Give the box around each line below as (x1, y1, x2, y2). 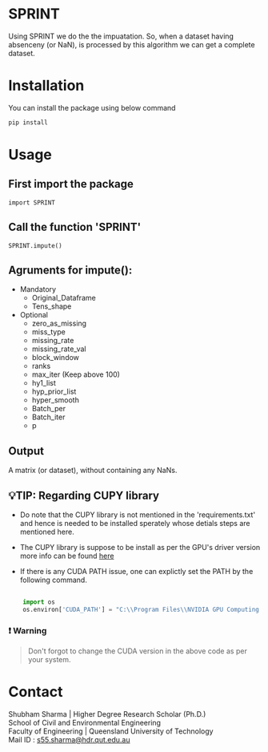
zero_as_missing (31, 318, 86, 329)
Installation (8, 77, 85, 95)
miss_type (31, 327, 66, 337)
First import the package (8, 177, 134, 191)
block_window (31, 353, 80, 362)
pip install (8, 118, 48, 127)
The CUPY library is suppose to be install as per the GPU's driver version (19, 543, 261, 552)
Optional (19, 310, 48, 320)
